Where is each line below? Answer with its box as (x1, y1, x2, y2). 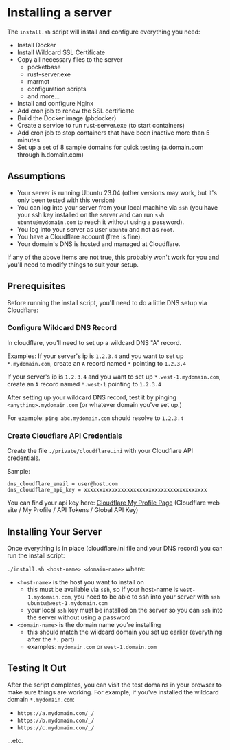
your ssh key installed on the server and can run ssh (16, 210, 165, 219)
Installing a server (7, 5, 112, 21)
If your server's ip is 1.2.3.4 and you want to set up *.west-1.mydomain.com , (7, 373, 221, 381)
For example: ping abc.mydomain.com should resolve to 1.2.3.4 (7, 414, 184, 422)
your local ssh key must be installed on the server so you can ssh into (27, 606, 223, 614)
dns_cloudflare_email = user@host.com (7, 481, 118, 487)
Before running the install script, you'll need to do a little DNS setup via (7, 298, 207, 307)
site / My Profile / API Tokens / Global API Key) (7, 506, 139, 514)
